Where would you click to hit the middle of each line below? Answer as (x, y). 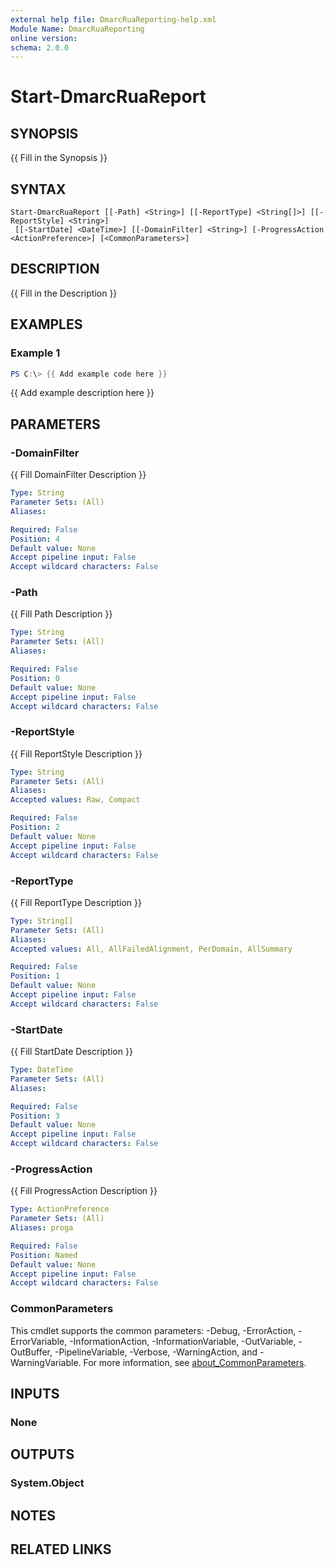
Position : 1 (35, 976)
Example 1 (35, 353)
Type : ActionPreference (60, 1209)
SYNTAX (38, 189)
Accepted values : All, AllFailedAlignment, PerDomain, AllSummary (151, 949)
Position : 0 (35, 678)
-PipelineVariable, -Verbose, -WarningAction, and (156, 1352)
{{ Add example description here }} (82, 393)
